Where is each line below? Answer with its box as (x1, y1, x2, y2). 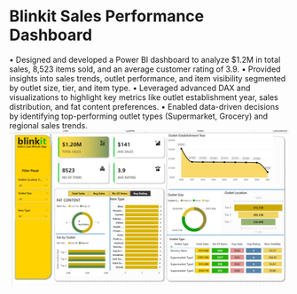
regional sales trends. (9, 120, 89, 130)
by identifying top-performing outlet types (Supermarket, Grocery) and (9, 111, 269, 121)
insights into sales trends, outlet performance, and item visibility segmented (9, 73, 286, 83)
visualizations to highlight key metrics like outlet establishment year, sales (9, 91, 278, 103)
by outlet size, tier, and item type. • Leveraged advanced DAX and (9, 82, 251, 93)
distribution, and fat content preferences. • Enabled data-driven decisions (9, 101, 279, 112)
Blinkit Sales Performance (9, 6, 205, 27)
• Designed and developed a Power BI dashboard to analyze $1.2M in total (9, 54, 281, 65)
